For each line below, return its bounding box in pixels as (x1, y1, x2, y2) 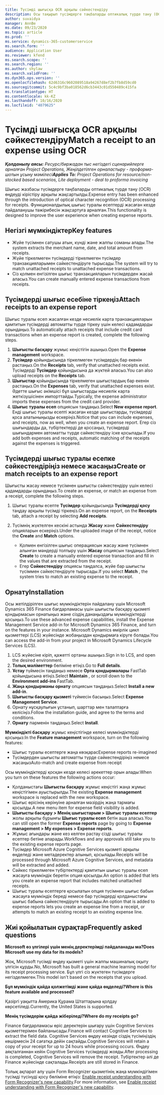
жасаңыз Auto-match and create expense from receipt (12, 760, 122, 765)
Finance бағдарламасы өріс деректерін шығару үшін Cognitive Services (5, 1023, 154, 1028)
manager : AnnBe (5, 21, 36, 26)
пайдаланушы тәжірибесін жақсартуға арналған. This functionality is (5, 207, 147, 213)
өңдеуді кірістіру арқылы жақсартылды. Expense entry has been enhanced (5, 191, 159, 197)
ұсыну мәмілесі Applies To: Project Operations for (20, 171, 122, 177)
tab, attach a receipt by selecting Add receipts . (12, 513, 107, 519)
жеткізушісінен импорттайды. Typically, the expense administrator (12, 393, 147, 399)
